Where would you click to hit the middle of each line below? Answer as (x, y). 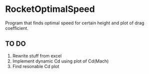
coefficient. (17, 28)
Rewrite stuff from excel (37, 56)
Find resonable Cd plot (36, 66)
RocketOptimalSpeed (50, 9)
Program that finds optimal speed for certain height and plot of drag (75, 23)
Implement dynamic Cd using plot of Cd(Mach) (61, 61)
